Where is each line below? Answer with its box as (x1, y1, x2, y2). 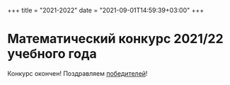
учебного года (7, 46, 97, 62)
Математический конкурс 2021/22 (7, 31, 224, 47)
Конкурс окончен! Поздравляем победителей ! (7, 69, 148, 77)
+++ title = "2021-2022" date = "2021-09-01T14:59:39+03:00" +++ (7, 6, 205, 14)
